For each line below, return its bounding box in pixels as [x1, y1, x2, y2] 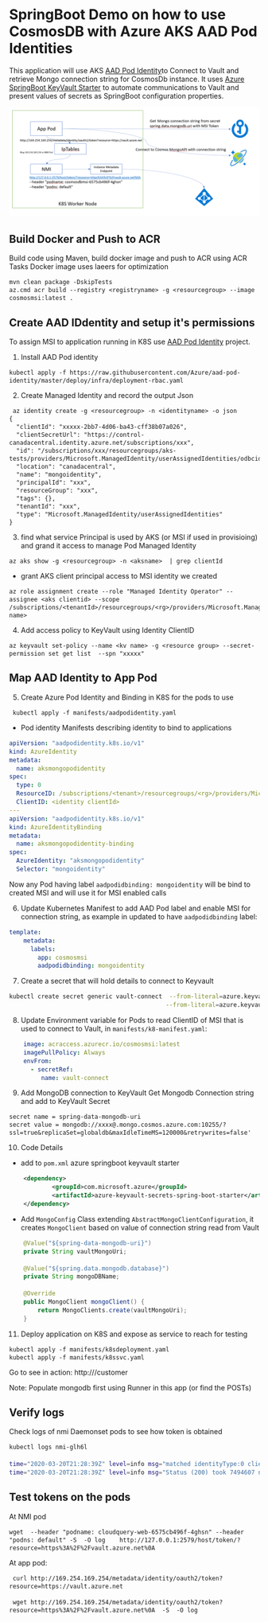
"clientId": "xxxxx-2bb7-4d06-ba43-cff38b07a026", [16, 423, 188, 431]
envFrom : [23, 1057, 52, 1065]
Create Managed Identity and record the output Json [20, 391, 194, 400]
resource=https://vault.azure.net [9, 1582, 124, 1590]
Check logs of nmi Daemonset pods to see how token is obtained [9, 1427, 223, 1437]
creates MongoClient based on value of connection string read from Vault [20, 1222, 259, 1232]
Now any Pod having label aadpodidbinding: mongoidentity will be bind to [9, 879, 251, 889]
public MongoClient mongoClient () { [23, 1298, 146, 1306]
